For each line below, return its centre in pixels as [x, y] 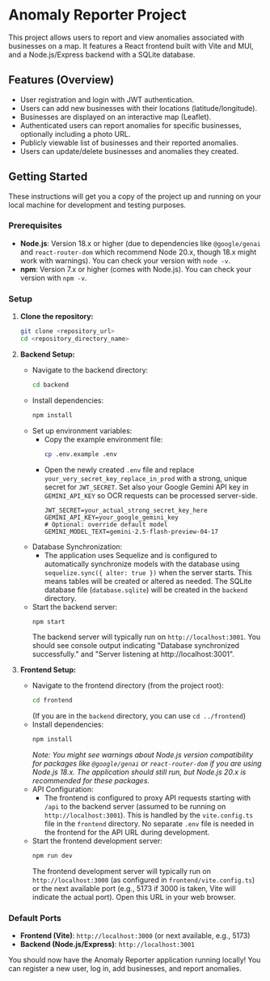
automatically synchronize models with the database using [142, 564]
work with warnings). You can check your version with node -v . [125, 260]
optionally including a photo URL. [75, 134]
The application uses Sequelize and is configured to [131, 555]
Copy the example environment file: [103, 439]
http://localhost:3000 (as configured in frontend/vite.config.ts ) [143, 880]
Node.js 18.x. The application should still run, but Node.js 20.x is [139, 772]
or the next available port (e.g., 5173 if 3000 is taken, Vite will [134, 889]
